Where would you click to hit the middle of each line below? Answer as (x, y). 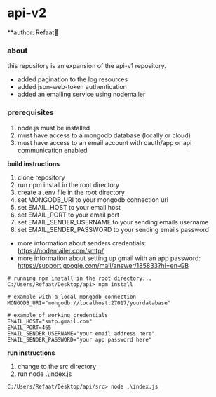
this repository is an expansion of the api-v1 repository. (87, 66)
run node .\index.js (45, 374)
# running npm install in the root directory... (80, 278)
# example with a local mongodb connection (72, 297)
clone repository (41, 177)
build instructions (34, 163)
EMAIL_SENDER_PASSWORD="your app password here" (80, 339)
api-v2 (27, 13)
